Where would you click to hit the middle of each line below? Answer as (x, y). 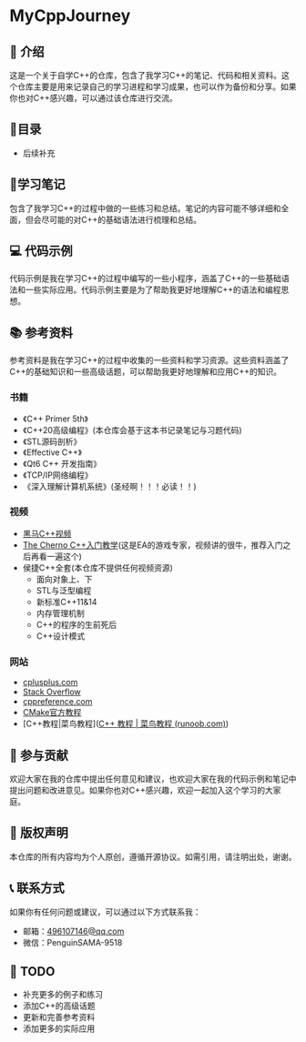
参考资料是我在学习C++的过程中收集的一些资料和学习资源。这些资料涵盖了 (149, 360)
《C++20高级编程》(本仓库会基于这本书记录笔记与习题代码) (133, 430)
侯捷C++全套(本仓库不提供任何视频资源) (97, 567)
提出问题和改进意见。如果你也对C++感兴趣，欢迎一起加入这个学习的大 (141, 790)
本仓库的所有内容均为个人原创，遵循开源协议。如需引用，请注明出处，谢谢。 (153, 856)
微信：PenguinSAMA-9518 (72, 942)
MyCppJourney (70, 16)
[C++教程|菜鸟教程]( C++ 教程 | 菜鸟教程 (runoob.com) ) (126, 723)
